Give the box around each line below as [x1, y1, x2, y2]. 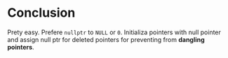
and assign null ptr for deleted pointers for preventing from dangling [7, 35, 205, 43]
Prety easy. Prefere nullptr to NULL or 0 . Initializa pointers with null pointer [7, 28, 221, 36]
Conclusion [7, 5, 76, 21]
